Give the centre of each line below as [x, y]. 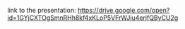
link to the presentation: [42, 10]
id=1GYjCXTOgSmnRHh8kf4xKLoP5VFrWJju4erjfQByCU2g [93, 18]
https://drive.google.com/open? [124, 10]
